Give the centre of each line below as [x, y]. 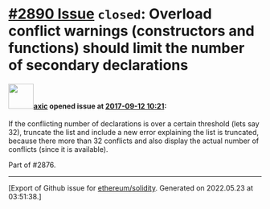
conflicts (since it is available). [58, 150]
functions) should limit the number [127, 48]
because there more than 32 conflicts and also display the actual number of [134, 141]
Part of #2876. [32, 165]
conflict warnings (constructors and [131, 31]
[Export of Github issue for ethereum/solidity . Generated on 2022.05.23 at [131, 188]
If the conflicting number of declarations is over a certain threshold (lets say [134, 124]
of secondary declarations [98, 66]
